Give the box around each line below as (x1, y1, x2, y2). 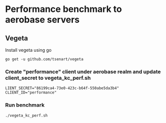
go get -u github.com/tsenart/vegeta (5, 57, 84, 62)
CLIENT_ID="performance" (5, 90, 57, 95)
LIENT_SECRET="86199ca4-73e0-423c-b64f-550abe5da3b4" (5, 86, 120, 91)
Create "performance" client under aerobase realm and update (5, 68, 161, 75)
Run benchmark (5, 102, 45, 109)
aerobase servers (5, 14, 80, 25)
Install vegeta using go (5, 47, 52, 53)
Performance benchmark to (5, 3, 122, 15)
